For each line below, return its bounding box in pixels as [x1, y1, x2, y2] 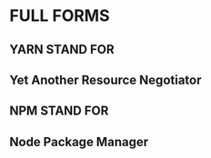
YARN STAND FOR [9, 42, 116, 57]
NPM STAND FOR [9, 104, 109, 119]
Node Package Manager [9, 133, 148, 150]
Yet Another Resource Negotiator [9, 72, 202, 87]
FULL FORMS [9, 5, 111, 26]
